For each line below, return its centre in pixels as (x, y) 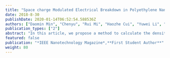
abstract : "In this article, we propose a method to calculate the (78, 33)
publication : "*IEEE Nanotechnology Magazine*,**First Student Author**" (85, 43)
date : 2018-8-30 (22, 15)
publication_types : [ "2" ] (32, 29)
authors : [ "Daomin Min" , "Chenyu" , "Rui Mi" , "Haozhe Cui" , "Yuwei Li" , (83, 24)
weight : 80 (17, 47)
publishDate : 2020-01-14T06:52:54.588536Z (51, 19)
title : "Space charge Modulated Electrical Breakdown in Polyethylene (81, 10)
